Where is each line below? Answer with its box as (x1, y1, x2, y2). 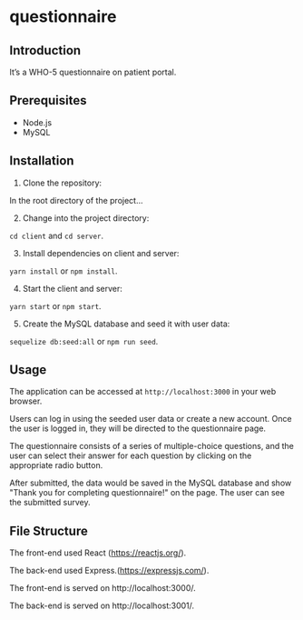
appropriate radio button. (9, 460, 103, 471)
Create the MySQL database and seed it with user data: (22, 318, 230, 329)
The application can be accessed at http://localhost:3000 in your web (9, 386, 277, 397)
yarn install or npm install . (9, 265, 118, 276)
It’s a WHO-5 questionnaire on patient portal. (9, 66, 177, 77)
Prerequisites (9, 93, 87, 108)
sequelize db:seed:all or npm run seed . (9, 335, 159, 346)
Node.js (22, 116, 53, 128)
